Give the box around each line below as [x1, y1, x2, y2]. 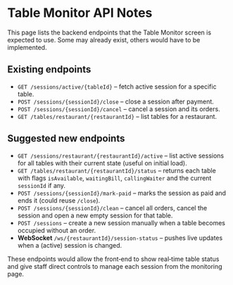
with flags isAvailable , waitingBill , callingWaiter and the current [17, 174, 212, 182]
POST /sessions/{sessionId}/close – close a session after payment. [17, 97, 215, 106]
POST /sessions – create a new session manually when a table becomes [17, 218, 225, 227]
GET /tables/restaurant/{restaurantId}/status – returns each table [17, 166, 216, 175]
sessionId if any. [17, 181, 65, 189]
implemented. [7, 43, 47, 51]
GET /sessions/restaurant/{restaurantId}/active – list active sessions [17, 151, 224, 160]
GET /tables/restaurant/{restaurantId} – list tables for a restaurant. [17, 112, 217, 120]
